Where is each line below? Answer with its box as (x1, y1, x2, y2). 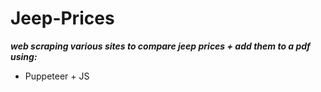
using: (10, 50, 38, 62)
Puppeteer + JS (24, 70, 90, 82)
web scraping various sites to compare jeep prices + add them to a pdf (10, 40, 311, 52)
